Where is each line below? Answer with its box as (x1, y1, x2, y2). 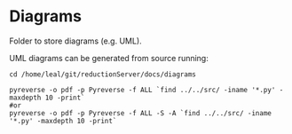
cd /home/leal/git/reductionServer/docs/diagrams (9, 69, 197, 79)
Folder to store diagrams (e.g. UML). (9, 35, 142, 46)
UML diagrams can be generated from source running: (9, 52, 209, 63)
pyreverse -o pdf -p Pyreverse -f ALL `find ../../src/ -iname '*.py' (9, 85, 276, 94)
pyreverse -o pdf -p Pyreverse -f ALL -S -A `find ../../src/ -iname (9, 108, 272, 117)
